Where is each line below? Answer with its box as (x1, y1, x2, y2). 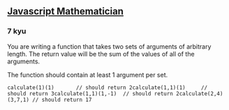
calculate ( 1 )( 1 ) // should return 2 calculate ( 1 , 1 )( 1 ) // (7, 84, 208, 91)
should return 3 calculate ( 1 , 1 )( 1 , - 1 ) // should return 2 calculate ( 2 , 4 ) (7, 90, 223, 97)
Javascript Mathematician (7, 6, 124, 17)
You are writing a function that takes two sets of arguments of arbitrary (7, 42, 212, 51)
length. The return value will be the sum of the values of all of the (7, 49, 195, 58)
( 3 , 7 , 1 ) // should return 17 (7, 96, 92, 103)
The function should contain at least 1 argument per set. (7, 70, 168, 79)
